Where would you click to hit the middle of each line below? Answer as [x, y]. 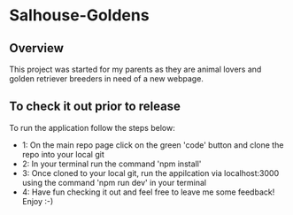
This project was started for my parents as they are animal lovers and [135, 69]
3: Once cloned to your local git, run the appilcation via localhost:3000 [150, 173]
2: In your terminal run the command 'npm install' [112, 164]
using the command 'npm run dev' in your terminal [114, 182]
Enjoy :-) [38, 201]
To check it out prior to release [95, 107]
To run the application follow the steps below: [92, 127]
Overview [37, 48]
